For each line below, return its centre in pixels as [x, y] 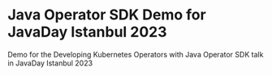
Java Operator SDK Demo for [107, 15]
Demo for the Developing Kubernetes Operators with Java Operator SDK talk [136, 54]
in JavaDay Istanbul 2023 [50, 63]
